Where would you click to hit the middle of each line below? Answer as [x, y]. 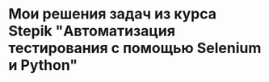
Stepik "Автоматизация [92, 31]
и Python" [43, 66]
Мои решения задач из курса [112, 14]
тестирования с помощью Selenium [135, 48]
